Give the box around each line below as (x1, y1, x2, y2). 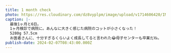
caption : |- (5, 17, 31, 22)
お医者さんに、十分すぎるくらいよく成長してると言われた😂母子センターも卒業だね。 (10, 36, 162, 41)
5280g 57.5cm (10, 31, 38, 36)
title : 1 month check (5, 7, 51, 13)
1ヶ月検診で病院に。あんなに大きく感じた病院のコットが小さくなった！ (10, 26, 137, 31)
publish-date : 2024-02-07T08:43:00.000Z (5, 40, 93, 45)
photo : (5, 12, 19, 17)
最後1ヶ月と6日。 (10, 21, 41, 27)
